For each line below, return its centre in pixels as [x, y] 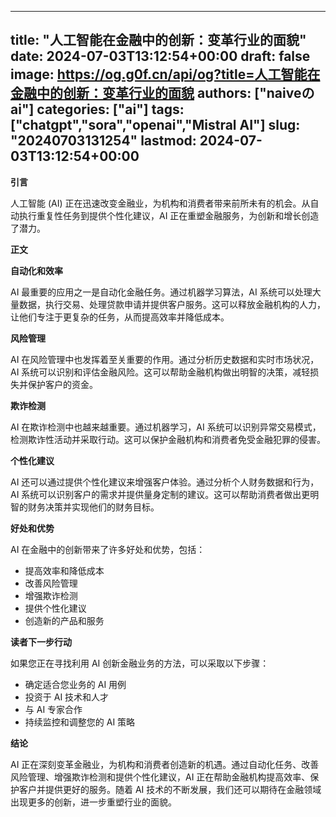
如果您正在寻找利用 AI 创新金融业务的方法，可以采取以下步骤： [140, 663]
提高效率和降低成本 [64, 570]
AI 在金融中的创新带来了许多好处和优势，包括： [108, 549]
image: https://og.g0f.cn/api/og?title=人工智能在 [165, 74]
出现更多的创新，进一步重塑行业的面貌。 [93, 802]
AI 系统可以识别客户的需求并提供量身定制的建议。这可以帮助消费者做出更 [160, 494]
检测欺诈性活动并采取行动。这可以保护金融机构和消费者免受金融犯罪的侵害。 [168, 439]
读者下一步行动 [41, 642]
